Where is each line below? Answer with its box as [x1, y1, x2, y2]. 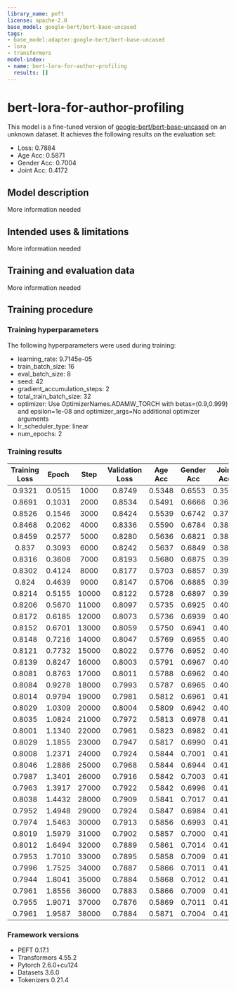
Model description [7, 186, 89, 198]
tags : [7, 30, 23, 37]
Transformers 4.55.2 [17, 953, 77, 962]
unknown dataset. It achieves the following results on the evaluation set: [7, 130, 216, 139]
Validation [107, 465, 143, 475]
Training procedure [7, 304, 93, 316]
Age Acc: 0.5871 [17, 151, 65, 160]
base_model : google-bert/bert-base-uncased [7, 23, 137, 30]
